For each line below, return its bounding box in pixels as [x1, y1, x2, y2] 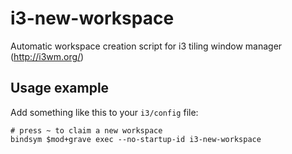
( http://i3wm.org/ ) [10, 50, 85, 62]
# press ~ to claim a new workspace [10, 125, 163, 136]
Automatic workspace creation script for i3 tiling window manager [10, 40, 283, 52]
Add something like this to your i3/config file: [10, 106, 199, 118]
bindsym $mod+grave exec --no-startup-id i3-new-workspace [10, 134, 262, 144]
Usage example [10, 80, 110, 97]
